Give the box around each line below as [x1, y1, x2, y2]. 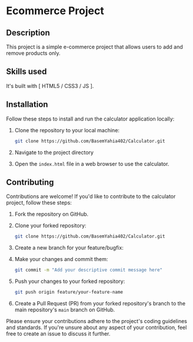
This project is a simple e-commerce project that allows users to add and [6, 43, 184, 50]
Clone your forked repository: [14, 222, 86, 229]
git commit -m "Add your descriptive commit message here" [14, 267, 163, 273]
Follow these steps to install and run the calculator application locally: [6, 115, 175, 122]
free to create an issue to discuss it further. [6, 330, 111, 337]
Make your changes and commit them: [14, 256, 108, 263]
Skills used [6, 67, 47, 77]
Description [6, 28, 50, 38]
